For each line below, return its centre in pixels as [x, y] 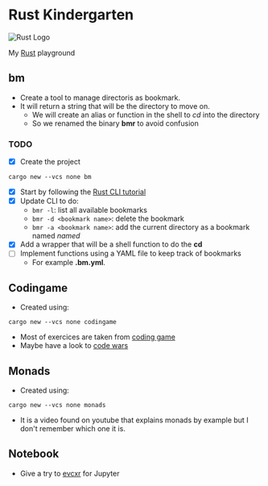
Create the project [50, 162]
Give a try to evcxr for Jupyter [70, 473]
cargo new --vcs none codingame [62, 322]
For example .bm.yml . [69, 263]
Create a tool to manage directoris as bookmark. [100, 98]
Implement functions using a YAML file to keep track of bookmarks [130, 253]
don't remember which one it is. [73, 428]
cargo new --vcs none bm [50, 177]
